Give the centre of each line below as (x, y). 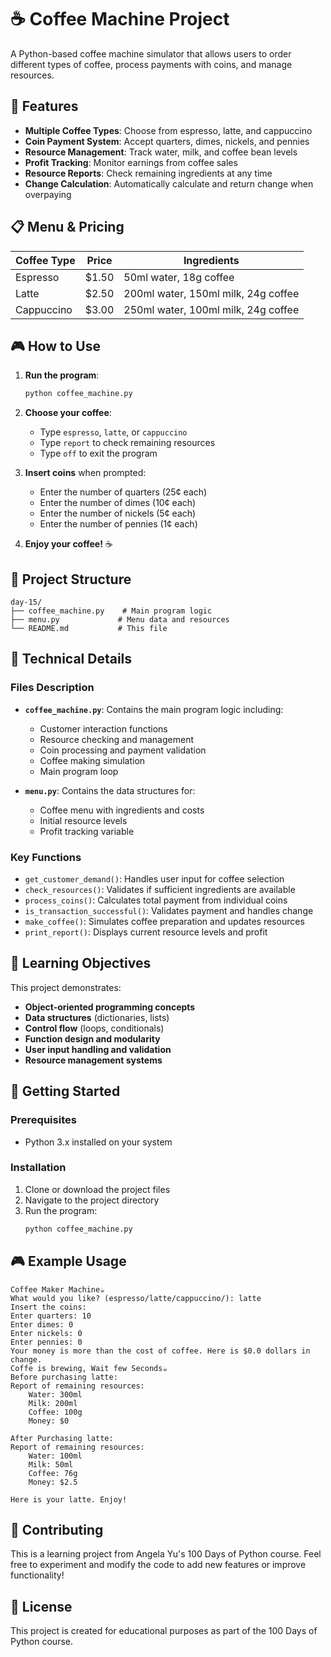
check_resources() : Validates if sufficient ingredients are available (160, 890)
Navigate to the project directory (92, 1200)
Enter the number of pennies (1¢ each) (118, 524)
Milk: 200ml (53, 1403)
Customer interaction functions (103, 728)
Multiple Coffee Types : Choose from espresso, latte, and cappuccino (168, 130)
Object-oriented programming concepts (110, 1007)
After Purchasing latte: (62, 1438)
